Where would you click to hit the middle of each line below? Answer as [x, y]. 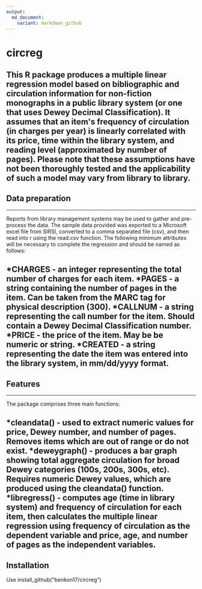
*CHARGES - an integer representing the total [94, 270]
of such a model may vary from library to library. [98, 178]
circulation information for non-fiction [79, 93]
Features [23, 384]
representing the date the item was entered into [97, 354]
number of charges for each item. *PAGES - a [93, 279]
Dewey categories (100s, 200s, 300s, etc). [88, 470]
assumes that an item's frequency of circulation [98, 122]
